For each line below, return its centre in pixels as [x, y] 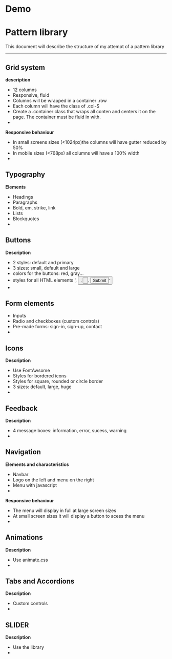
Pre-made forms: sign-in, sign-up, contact [57, 327]
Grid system [25, 67]
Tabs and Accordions [40, 581]
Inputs [19, 316]
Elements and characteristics [37, 464]
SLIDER [17, 625]
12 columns [25, 90]
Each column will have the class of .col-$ [56, 106]
